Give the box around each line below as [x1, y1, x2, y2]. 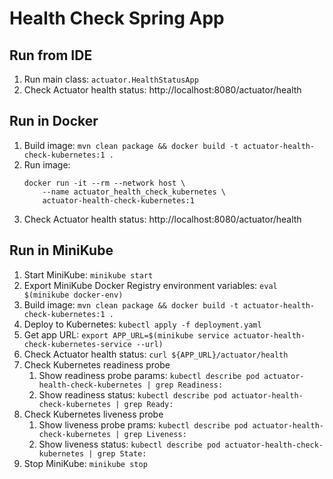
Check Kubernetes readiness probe [23, 358, 171, 371]
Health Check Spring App [9, 7, 225, 30]
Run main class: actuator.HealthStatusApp [23, 73, 199, 85]
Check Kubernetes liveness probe [23, 408, 164, 420]
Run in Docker [9, 113, 99, 130]
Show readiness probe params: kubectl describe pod [38, 369, 260, 381]
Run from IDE [9, 47, 93, 64]
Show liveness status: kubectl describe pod [38, 438, 221, 450]
